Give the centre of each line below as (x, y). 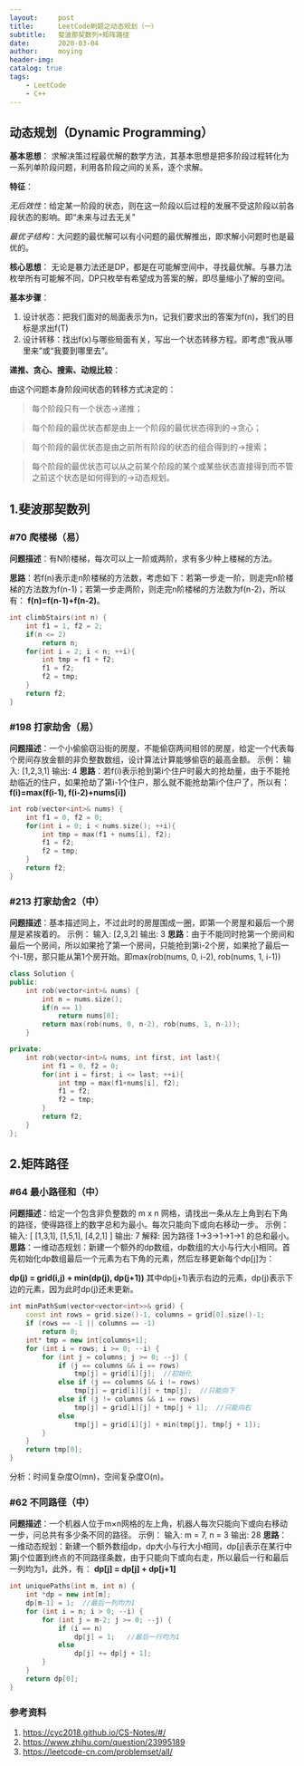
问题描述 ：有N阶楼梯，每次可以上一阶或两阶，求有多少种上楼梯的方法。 (143, 559)
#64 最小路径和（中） (57, 1192)
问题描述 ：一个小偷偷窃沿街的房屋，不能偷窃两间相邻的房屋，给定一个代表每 (152, 748)
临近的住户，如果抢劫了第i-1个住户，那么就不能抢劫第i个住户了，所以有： (153, 782)
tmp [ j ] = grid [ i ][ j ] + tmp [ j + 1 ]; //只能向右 (162, 1407)
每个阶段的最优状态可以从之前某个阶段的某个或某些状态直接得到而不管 (162, 467)
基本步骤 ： (29, 298)
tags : (19, 77)
